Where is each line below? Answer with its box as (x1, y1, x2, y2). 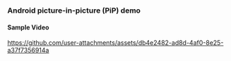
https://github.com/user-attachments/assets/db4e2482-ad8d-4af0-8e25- (7, 39, 224, 47)
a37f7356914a (7, 46, 49, 55)
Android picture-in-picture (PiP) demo (7, 6, 141, 15)
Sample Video (7, 23, 49, 32)
